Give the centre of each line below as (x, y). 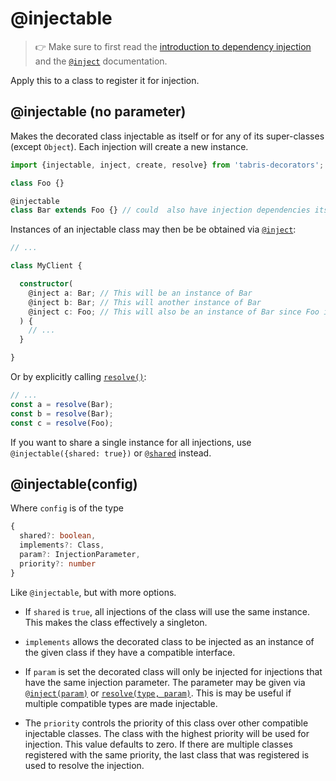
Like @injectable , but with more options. (93, 592)
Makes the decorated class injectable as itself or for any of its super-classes (167, 136)
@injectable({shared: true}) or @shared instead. (111, 453)
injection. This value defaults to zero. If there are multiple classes (158, 744)
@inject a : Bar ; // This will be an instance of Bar (140, 293)
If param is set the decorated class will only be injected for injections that (173, 671)
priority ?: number (58, 563)
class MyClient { (46, 266)
